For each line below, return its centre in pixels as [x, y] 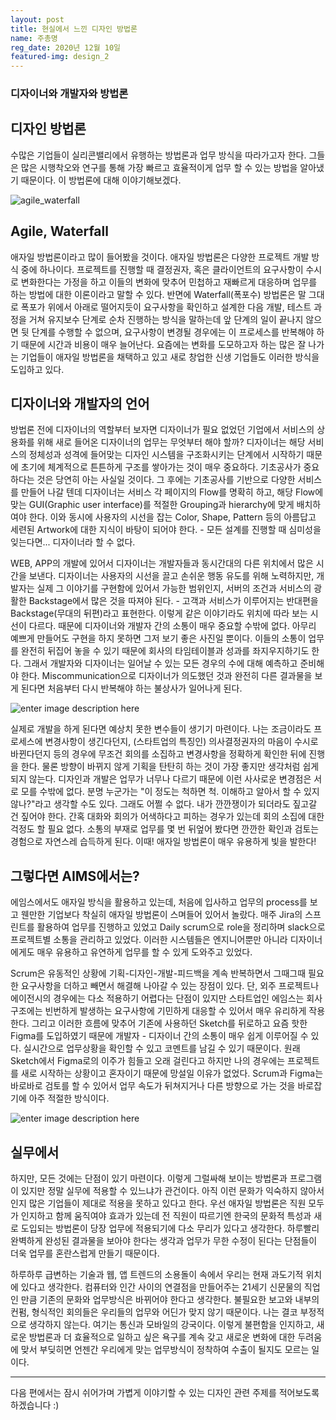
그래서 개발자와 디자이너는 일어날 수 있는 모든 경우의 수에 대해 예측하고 [160, 663]
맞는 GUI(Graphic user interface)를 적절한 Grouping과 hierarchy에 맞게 [152, 505]
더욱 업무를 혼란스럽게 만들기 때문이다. [85, 1253]
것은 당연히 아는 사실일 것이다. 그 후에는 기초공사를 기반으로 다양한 [166, 480]
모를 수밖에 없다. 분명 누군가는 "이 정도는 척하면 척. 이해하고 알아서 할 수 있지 [170, 792]
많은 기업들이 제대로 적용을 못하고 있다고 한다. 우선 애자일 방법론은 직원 [167, 1203]
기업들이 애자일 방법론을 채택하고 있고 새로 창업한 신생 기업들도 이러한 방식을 [170, 357]
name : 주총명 [34, 38]
